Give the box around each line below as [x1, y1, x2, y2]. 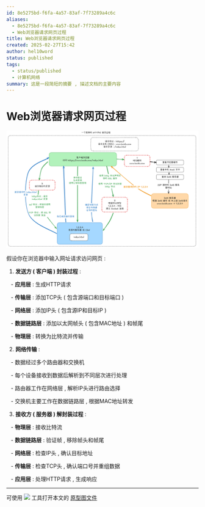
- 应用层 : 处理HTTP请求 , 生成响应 [10, 475, 98, 483]
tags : [6, 61, 20, 67]
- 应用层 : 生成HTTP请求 [10, 281, 71, 288]
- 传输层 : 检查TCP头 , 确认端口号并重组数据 [10, 462, 120, 470]
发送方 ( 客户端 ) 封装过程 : [15, 268, 81, 275]
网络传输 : [15, 346, 40, 353]
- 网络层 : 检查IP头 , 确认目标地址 [10, 450, 93, 457]
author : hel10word [6, 49, 53, 55]
